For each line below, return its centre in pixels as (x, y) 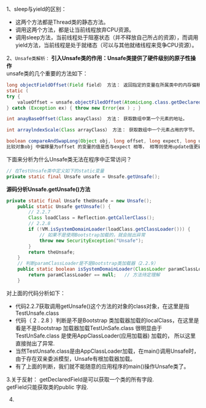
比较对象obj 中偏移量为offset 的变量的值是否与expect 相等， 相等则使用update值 (100, 147)
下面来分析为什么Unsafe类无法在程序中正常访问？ (69, 159)
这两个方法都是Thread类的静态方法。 (62, 22)
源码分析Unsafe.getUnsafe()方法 (48, 189)
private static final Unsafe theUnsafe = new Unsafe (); (79, 201)
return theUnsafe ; (52, 252)
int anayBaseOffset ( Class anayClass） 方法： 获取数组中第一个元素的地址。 (97, 119)
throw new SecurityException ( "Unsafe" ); (91, 241)
